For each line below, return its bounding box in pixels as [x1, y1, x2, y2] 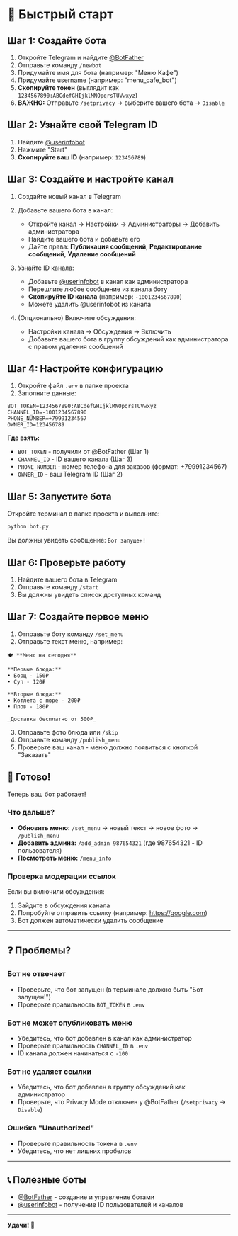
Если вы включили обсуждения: [7, 888, 105, 896]
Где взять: [7, 433, 40, 442]
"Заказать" [17, 750, 52, 759]
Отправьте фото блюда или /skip [17, 727, 118, 736]
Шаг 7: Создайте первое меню [7, 611, 149, 623]
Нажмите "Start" [17, 145, 68, 154]
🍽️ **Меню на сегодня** [7, 652, 77, 659]
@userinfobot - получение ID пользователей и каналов [17, 1200, 183, 1208]
